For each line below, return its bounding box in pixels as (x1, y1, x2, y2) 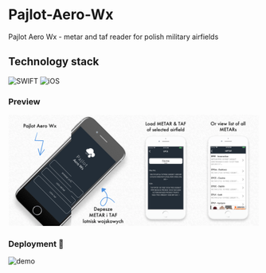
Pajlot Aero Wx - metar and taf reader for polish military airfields (8, 32, 219, 41)
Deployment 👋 (8, 238, 65, 249)
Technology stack (8, 55, 100, 68)
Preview (8, 96, 41, 107)
